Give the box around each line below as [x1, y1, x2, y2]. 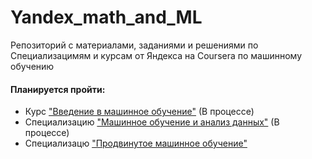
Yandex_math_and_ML [10, 6, 203, 29]
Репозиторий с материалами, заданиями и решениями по [10, 39, 259, 51]
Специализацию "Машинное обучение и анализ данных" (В [24, 116, 280, 128]
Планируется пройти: [10, 83, 106, 95]
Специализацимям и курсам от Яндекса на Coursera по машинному [10, 49, 303, 61]
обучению [10, 60, 55, 72]
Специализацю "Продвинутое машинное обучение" [24, 137, 248, 150]
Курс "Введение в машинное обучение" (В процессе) [24, 106, 255, 118]
